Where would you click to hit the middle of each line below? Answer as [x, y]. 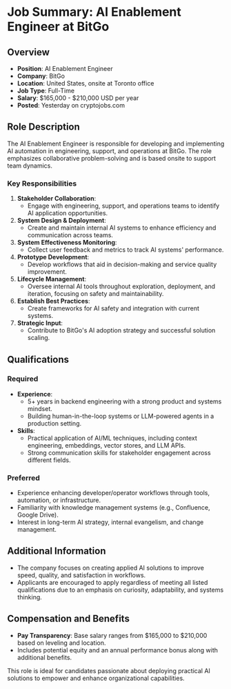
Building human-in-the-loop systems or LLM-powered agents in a [121, 416]
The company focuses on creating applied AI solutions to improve [111, 568]
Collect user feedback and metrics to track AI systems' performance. [125, 250]
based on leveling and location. [61, 643]
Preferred [23, 478]
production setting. [54, 423]
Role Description [44, 127]
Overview [29, 52]
